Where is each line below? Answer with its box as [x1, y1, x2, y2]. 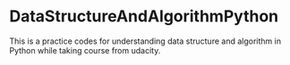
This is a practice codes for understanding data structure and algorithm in [9, 36, 282, 46]
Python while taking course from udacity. [9, 45, 161, 55]
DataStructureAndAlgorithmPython [9, 6, 279, 27]
